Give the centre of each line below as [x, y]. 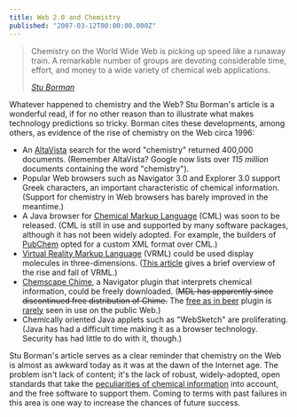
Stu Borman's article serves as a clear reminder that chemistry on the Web [145, 355]
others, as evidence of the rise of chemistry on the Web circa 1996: [132, 132]
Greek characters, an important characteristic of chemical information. [151, 187]
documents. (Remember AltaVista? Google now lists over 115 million [145, 159]
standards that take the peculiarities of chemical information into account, [144, 383]
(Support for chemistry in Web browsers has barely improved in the [145, 197]
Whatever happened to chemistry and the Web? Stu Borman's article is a [142, 104]
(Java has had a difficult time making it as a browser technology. [140, 328]
